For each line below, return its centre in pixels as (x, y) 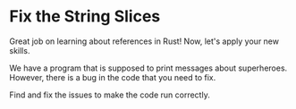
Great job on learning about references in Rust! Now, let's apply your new (144, 41)
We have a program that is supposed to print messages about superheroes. (148, 68)
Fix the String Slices (85, 17)
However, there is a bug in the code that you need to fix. (113, 77)
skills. (20, 50)
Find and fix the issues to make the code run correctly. (110, 95)
